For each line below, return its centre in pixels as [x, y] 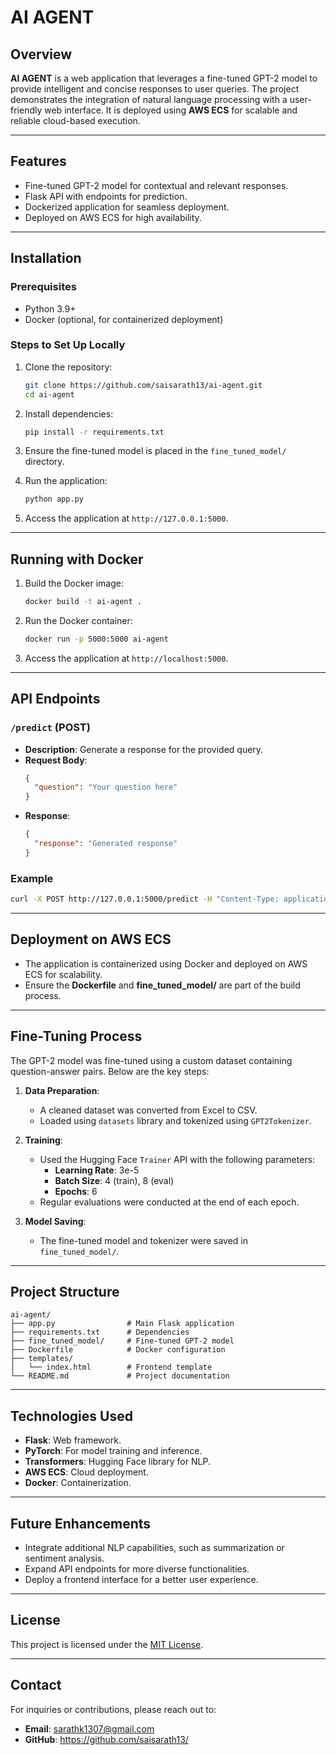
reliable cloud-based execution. [75, 120]
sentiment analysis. [64, 1558]
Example [32, 878]
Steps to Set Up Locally [68, 345]
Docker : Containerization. [78, 1483]
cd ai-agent [49, 394]
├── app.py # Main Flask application [122, 1324]
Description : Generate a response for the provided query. [144, 749]
